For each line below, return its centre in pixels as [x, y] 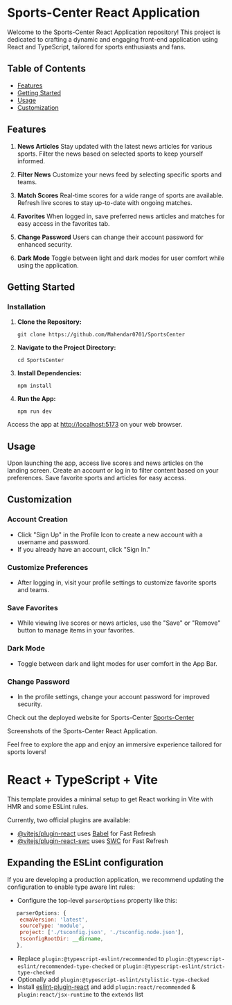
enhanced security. [45, 244]
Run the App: [37, 399]
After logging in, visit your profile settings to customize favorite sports [117, 582]
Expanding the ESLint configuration [86, 863]
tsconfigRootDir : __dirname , [62, 939]
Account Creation [37, 519]
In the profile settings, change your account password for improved [113, 696]
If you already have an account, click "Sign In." [84, 549]
